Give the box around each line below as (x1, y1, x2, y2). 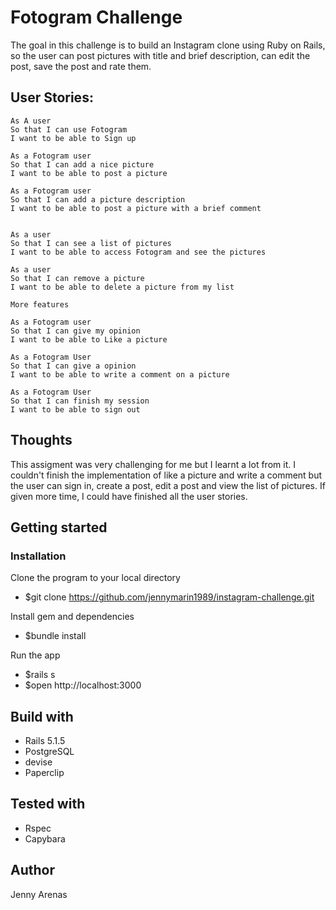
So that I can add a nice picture (10, 159, 155, 170)
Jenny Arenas (10, 888, 68, 900)
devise (24, 756, 53, 768)
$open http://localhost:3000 (24, 679, 142, 691)
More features (10, 299, 70, 310)
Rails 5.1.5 (24, 735, 66, 747)
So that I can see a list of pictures (10, 238, 172, 248)
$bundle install (24, 630, 87, 642)
